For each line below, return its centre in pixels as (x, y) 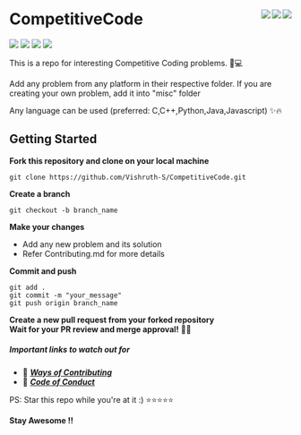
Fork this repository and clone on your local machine (109, 160)
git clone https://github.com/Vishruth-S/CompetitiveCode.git (128, 177)
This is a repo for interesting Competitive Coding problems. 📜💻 (126, 63)
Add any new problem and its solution (92, 244)
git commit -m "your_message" (66, 295)
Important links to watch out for (69, 350)
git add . (28, 287)
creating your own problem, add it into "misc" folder (105, 93)
